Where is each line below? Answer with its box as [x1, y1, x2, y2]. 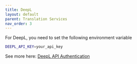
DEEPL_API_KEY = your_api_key [5, 44, 63, 50]
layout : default [5, 12, 39, 17]
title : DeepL [5, 7, 32, 12]
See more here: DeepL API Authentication [5, 53, 90, 60]
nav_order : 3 [5, 21, 32, 26]
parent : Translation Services [5, 16, 68, 21]
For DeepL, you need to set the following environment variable [5, 35, 132, 41]
